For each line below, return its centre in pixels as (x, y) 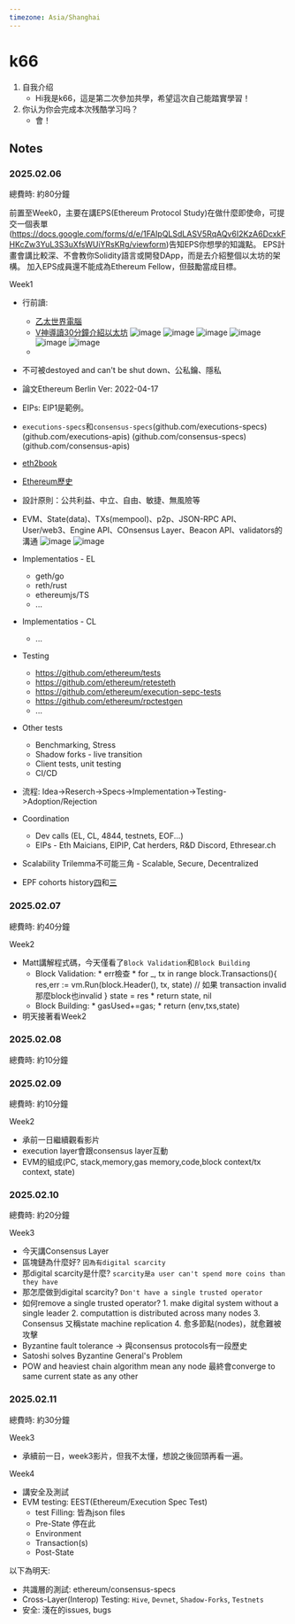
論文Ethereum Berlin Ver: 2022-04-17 (90, 389)
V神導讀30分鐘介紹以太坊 (81, 332)
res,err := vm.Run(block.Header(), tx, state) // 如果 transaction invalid (161, 984)
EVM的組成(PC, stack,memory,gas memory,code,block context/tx (141, 1162)
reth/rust (51, 586)
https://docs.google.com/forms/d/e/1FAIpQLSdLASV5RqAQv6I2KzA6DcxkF (149, 234)
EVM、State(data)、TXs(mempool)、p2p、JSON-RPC (120, 519)
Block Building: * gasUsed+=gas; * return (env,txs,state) (137, 1006)
